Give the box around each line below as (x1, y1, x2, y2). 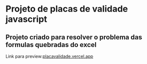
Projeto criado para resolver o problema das (5, 33, 143, 41)
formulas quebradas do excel (5, 40, 97, 49)
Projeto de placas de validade (5, 3, 128, 15)
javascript (5, 14, 48, 25)
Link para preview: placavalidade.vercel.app (5, 53, 94, 59)
